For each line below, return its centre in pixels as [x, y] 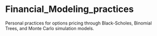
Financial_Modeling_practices [70, 9]
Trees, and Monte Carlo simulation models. [50, 28]
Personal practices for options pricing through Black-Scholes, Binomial [78, 23]
